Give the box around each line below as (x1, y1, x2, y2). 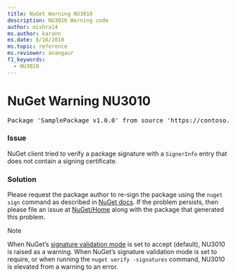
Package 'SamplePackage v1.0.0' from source (7, 116, 164, 124)
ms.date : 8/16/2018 (7, 37, 65, 44)
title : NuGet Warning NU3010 (7, 10, 93, 18)
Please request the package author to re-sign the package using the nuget (7, 191, 223, 199)
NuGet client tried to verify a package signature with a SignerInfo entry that (7, 149, 228, 158)
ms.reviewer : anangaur (7, 50, 74, 57)
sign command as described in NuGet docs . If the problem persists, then (7, 198, 218, 206)
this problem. (7, 213, 46, 222)
